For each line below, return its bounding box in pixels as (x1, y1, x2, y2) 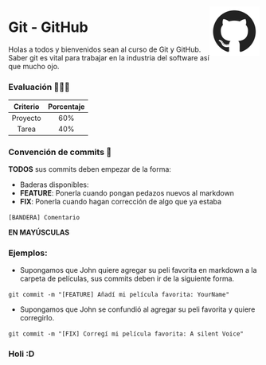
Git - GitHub (8, 18, 89, 37)
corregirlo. (19, 313, 55, 323)
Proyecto (11, 113, 41, 122)
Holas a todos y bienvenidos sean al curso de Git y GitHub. (8, 45, 201, 54)
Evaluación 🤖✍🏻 (8, 81, 70, 92)
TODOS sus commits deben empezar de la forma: (8, 165, 171, 174)
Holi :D (8, 348, 35, 359)
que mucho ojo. (8, 61, 60, 71)
